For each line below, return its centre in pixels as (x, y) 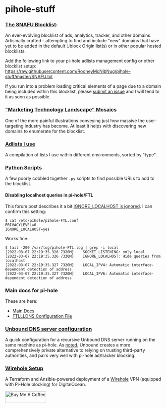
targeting (14, 126)
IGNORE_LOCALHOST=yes (28, 229)
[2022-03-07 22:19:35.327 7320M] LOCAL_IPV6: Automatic (67, 273)
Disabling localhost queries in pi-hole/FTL (49, 195)
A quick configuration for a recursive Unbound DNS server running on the (80, 340)
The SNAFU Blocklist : (31, 25)
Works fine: (17, 238)
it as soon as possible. (28, 97)
